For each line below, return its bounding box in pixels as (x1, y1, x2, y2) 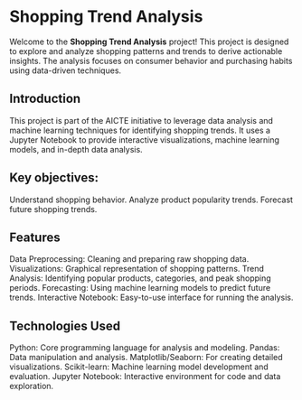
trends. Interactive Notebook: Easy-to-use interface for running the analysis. (9, 292, 294, 303)
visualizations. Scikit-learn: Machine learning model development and (9, 361, 269, 372)
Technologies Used (9, 318, 120, 333)
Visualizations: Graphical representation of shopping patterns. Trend (9, 264, 265, 274)
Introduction (9, 91, 81, 107)
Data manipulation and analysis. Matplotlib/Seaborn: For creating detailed (9, 352, 283, 363)
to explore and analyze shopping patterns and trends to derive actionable (9, 45, 283, 56)
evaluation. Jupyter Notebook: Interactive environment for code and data (9, 371, 281, 382)
